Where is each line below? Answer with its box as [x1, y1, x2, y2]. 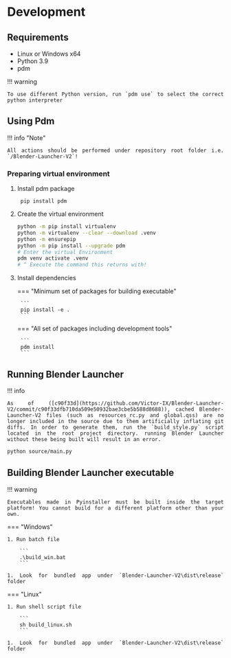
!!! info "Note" [7, 133, 46, 141]
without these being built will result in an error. [7, 436, 162, 443]
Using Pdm [7, 115, 55, 127]
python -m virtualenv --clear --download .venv [16, 229, 156, 236]
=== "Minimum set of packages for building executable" [16, 287, 177, 295]
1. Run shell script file [7, 603, 81, 610]
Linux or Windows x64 [16, 49, 81, 58]
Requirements [7, 32, 69, 43]
